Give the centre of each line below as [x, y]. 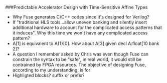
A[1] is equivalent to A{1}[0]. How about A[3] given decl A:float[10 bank [86, 43]
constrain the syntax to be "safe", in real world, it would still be [77, 59]
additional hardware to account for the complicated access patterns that [87, 27]
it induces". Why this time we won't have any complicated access [80, 33]
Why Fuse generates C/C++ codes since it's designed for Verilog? [81, 17]
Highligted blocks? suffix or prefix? [48, 75]
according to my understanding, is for [51, 70]
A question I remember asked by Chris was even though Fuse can [80, 54]
